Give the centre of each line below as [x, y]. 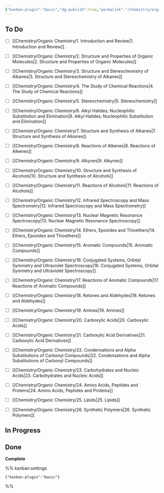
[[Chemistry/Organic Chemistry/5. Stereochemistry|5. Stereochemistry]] [84, 101]
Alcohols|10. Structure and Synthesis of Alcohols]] [63, 176]
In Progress [23, 430]
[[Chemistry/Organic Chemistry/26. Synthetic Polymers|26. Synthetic [82, 410]
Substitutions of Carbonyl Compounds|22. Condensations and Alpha [81, 355]
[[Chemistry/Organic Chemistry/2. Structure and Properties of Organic [83, 56]
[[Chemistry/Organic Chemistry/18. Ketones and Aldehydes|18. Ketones [83, 295]
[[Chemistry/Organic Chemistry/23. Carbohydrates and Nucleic [75, 370]
